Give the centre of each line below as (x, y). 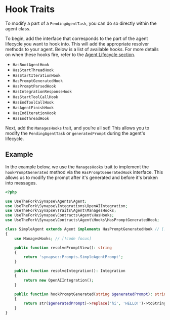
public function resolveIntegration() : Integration (70, 271)
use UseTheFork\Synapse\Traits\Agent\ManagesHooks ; (61, 211)
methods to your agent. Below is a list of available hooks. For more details (82, 49)
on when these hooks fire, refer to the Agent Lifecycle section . (70, 55)
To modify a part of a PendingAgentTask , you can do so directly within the (81, 23)
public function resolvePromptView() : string (63, 248)
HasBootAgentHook (31, 65)
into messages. (21, 182)
